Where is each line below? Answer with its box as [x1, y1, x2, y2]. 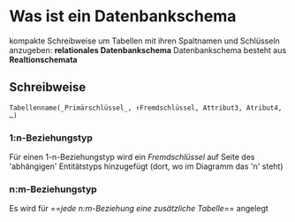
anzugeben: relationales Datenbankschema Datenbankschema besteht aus [9, 44, 287, 55]
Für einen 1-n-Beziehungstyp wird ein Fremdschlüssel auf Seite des [9, 152, 255, 163]
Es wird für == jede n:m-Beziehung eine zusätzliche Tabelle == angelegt [9, 203, 269, 214]
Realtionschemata [9, 54, 78, 65]
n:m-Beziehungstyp [9, 183, 97, 195]
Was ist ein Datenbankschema [9, 6, 237, 27]
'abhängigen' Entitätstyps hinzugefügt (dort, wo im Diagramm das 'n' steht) [9, 161, 284, 172]
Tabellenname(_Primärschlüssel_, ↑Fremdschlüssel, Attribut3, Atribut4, [9, 103, 283, 112]
